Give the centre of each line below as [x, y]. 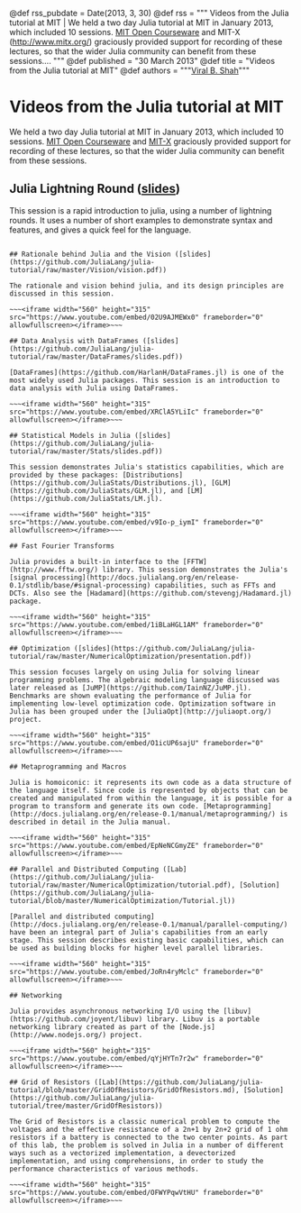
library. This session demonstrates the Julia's [195, 570]
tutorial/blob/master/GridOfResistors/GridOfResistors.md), [125, 1090]
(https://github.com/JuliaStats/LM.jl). [87, 498]
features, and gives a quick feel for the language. [100, 230]
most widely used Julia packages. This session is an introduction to [145, 380]
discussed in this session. [62, 293]
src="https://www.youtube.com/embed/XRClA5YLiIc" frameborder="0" [137, 412]
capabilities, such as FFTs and [215, 585]
